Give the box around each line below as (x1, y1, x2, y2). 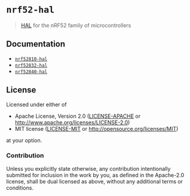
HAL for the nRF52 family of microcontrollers (20, 22, 131, 29)
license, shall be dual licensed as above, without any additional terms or (6, 177, 183, 185)
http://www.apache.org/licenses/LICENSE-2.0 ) (14, 118, 130, 126)
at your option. (6, 136, 42, 144)
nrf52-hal (6, 4, 55, 16)
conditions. (6, 184, 34, 191)
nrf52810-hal (14, 56, 48, 62)
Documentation (6, 39, 66, 49)
